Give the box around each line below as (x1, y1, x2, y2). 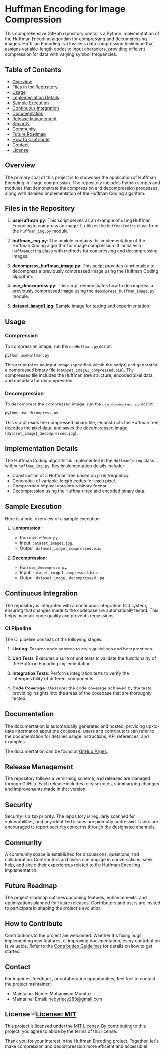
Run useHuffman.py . (19, 534, 59, 540)
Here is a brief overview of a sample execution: (5, 515, 101, 522)
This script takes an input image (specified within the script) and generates (5, 362, 158, 367)
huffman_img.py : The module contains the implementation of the (12, 238, 145, 243)
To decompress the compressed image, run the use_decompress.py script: (5, 401, 154, 407)
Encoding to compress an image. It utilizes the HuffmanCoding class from (12, 223, 159, 229)
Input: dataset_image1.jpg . (19, 540, 74, 546)
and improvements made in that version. (5, 786, 87, 792)
